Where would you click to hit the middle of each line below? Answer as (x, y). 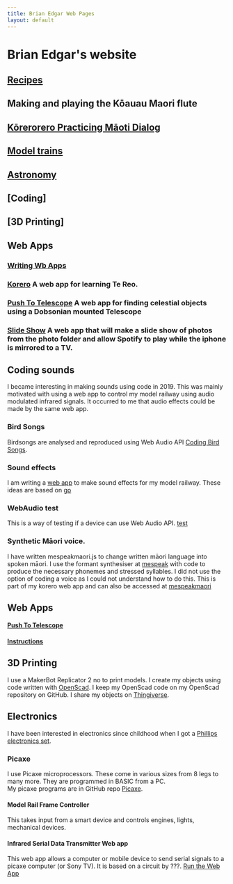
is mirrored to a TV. (40, 347)
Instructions (25, 641)
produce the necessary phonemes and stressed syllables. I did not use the (114, 571)
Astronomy (32, 175)
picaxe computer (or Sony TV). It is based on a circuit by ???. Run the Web (114, 866)
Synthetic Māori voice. (46, 541)
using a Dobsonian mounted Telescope (74, 312)
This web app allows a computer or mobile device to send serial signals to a (116, 859)
